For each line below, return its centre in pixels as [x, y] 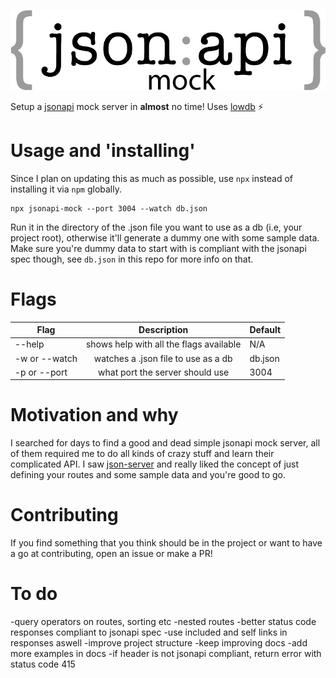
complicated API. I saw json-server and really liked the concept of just [155, 464]
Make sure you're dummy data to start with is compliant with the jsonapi [158, 248]
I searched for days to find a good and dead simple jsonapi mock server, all [165, 443]
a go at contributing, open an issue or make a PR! [111, 554]
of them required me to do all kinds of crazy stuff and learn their [142, 454]
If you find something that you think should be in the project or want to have [166, 543]
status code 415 [43, 664]
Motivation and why [94, 415]
